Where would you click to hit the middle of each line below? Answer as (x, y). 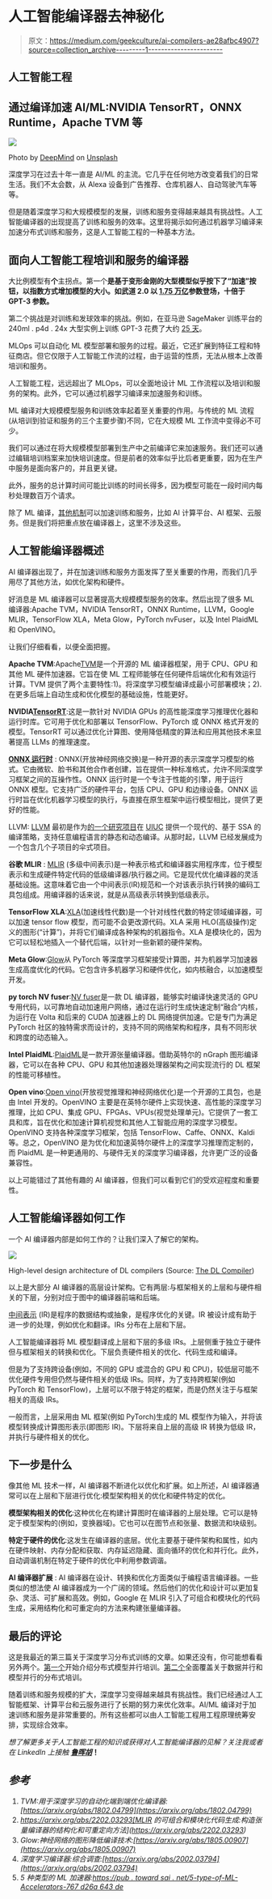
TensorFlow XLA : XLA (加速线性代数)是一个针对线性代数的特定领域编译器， (132, 911)
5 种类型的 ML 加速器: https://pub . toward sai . (97, 1878)
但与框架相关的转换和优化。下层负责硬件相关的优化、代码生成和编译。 (125, 1352)
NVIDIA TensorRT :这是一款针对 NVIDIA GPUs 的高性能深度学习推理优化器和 (134, 711)
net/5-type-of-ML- (207, 1878)
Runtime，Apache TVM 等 (75, 122)
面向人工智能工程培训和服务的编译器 (98, 260)
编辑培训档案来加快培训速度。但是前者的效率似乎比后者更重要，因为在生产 (139, 457)
